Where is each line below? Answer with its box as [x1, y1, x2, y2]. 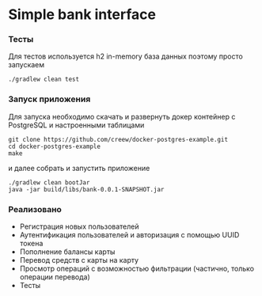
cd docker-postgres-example [8, 142, 101, 150]
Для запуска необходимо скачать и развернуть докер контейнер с [8, 112, 236, 121]
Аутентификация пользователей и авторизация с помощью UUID [19, 230, 240, 240]
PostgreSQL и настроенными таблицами [8, 120, 145, 130]
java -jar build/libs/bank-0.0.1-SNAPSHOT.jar [8, 185, 165, 193]
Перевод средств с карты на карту [19, 256, 139, 265]
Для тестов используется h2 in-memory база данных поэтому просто [8, 51, 243, 61]
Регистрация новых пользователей [19, 222, 140, 231]
